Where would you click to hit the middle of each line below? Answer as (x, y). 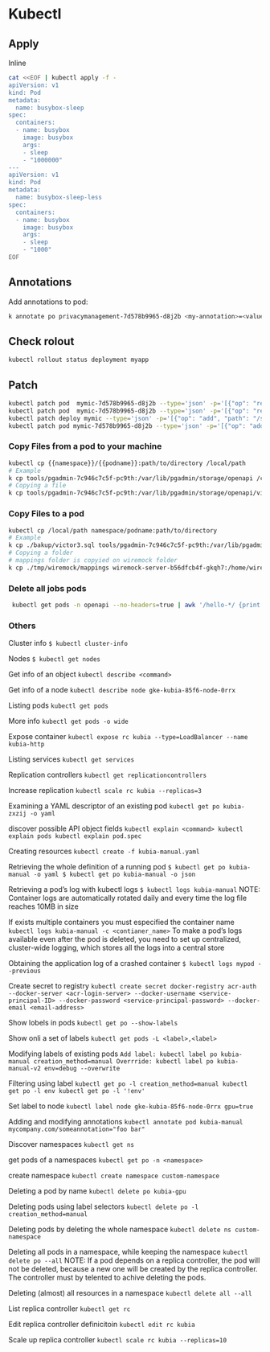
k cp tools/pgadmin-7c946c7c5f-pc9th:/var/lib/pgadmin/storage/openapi (131, 478)
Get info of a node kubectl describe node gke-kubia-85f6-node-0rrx (122, 690)
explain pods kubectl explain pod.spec (75, 836)
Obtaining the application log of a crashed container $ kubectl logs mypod (131, 964)
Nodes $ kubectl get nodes (55, 659)
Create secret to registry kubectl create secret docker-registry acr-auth (133, 986)
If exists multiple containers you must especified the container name (121, 923)
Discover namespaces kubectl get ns (72, 1144)
